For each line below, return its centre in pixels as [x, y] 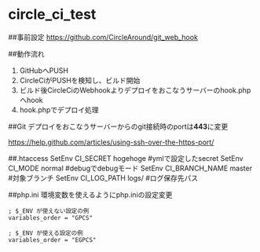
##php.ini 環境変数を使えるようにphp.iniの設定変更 [90, 195]
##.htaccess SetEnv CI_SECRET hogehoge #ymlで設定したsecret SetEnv [126, 158]
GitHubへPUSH [44, 70]
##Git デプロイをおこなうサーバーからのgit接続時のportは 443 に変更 [118, 126]
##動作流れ [26, 53]
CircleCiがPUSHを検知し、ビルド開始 [80, 80]
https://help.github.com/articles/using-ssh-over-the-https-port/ [111, 142]
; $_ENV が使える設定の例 [46, 233]
